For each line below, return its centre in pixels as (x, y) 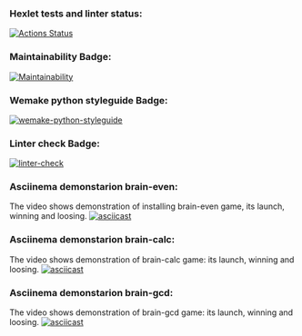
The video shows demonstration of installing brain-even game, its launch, (147, 206)
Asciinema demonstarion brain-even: (94, 187)
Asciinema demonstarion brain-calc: (92, 240)
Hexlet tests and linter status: (76, 14)
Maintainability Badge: (60, 57)
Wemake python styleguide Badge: (89, 100)
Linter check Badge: (55, 143)
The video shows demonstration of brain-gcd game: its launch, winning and (151, 312)
